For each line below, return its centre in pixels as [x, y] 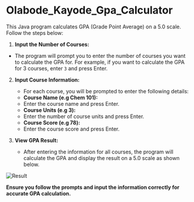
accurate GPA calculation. [39, 193]
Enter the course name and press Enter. [71, 103]
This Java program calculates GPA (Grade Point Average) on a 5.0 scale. [93, 27]
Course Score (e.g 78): [52, 122]
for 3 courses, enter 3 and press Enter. [61, 68]
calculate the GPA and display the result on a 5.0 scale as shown [101, 158]
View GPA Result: [36, 140]
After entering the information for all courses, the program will [98, 152]
